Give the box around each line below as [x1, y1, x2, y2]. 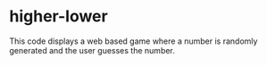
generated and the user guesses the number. [9, 45, 176, 55]
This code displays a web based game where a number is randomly [9, 36, 258, 46]
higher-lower [9, 6, 109, 27]
